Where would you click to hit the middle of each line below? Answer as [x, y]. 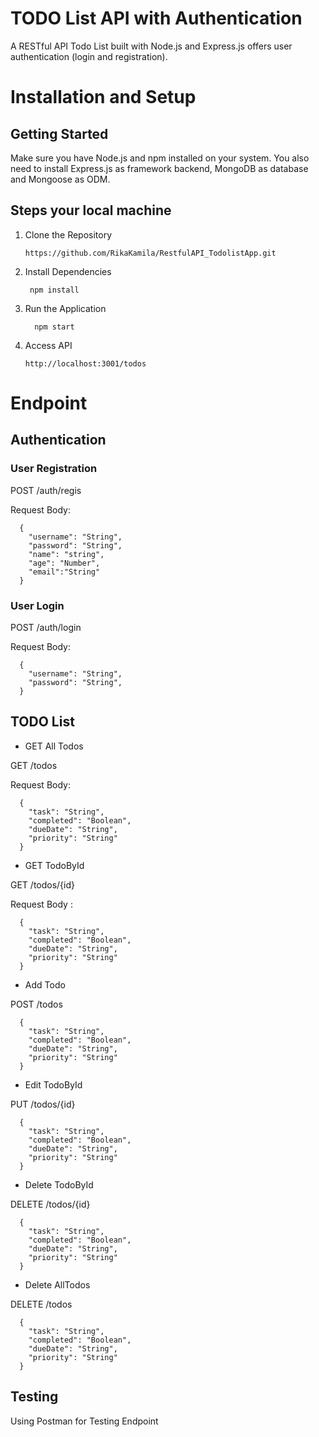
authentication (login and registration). [89, 56]
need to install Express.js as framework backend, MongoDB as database [159, 168]
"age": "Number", [64, 563]
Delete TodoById [59, 1184]
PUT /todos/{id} [43, 1104]
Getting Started [59, 133]
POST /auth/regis [46, 490]
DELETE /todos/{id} [50, 1204]
